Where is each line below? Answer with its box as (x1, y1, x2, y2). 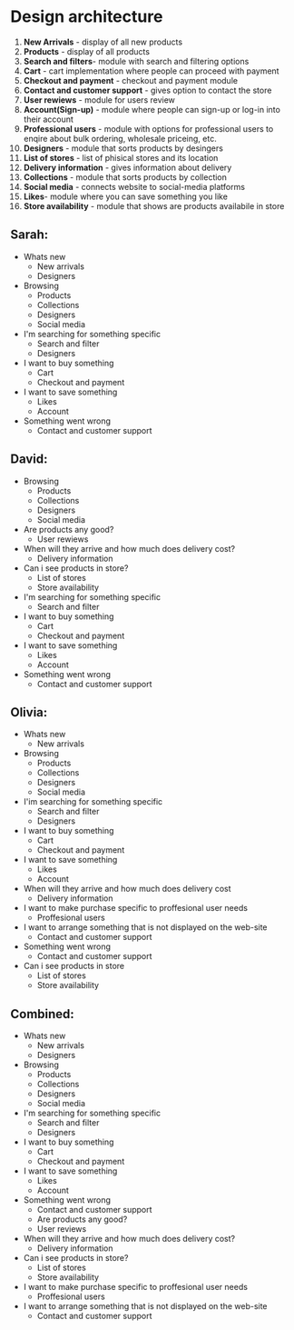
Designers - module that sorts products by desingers (23, 143, 223, 154)
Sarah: (10, 227, 49, 243)
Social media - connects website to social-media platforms (23, 181, 246, 192)
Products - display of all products (23, 45, 151, 56)
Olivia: (10, 705, 48, 720)
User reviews (36, 1224, 87, 1235)
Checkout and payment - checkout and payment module (23, 75, 239, 85)
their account (23, 114, 73, 125)
